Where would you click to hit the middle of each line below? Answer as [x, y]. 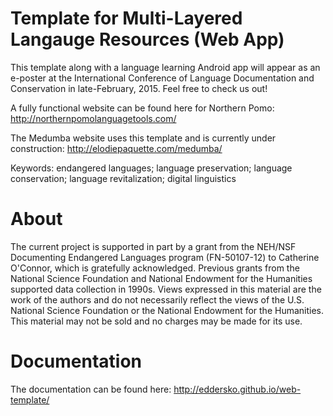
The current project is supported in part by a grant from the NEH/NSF [153, 246]
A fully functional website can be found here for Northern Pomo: [142, 108]
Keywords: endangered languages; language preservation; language [151, 168]
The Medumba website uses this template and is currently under [143, 138]
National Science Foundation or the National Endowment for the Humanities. [167, 310]
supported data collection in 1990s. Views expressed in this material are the [166, 289]
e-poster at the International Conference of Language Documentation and [162, 78]
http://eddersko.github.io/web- [237, 389]
